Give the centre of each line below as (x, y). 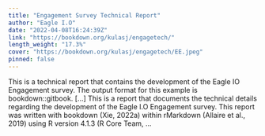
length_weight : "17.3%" (47, 45)
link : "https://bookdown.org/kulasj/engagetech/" (92, 37)
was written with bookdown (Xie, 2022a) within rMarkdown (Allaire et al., (127, 115)
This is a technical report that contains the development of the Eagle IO (124, 81)
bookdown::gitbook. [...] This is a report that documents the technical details (132, 98)
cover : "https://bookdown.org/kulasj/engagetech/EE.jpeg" (106, 52)
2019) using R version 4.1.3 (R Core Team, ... (80, 123)
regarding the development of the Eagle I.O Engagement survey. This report (132, 106)
